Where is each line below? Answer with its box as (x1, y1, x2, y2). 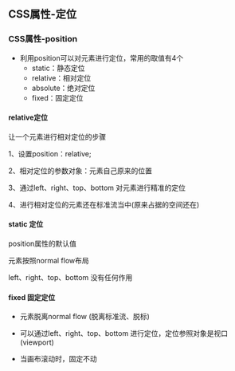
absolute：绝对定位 (31, 83, 96, 93)
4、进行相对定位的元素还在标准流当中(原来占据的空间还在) (8, 199, 200, 209)
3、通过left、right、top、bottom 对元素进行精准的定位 (8, 183, 186, 192)
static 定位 (8, 219, 44, 229)
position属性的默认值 (8, 239, 77, 249)
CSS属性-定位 (8, 7, 77, 22)
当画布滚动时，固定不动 (19, 354, 97, 364)
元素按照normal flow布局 (8, 256, 89, 266)
